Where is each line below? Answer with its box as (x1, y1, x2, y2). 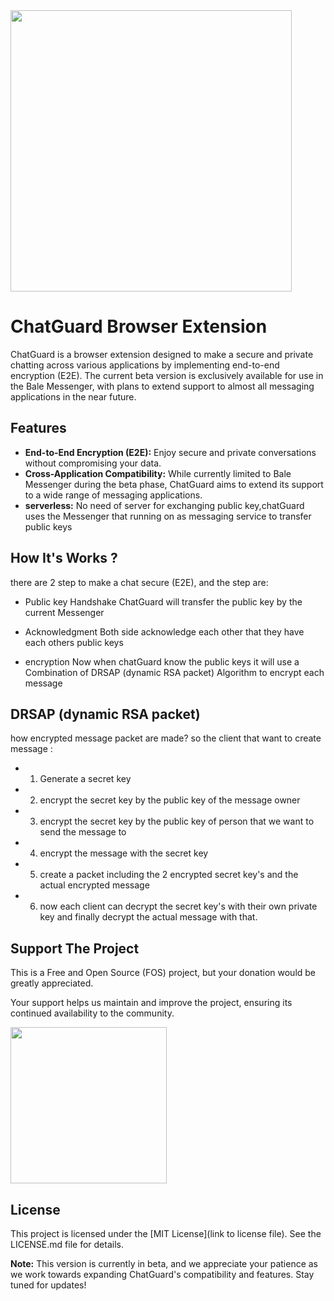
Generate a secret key (39, 773, 132, 785)
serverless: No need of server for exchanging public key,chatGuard (24, 499, 305, 511)
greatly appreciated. (10, 977, 94, 989)
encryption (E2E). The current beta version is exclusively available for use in (10, 369, 324, 381)
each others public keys (24, 636, 124, 648)
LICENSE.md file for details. (10, 1239, 124, 1250)
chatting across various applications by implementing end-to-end (10, 359, 280, 371)
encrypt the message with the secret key (39, 847, 209, 859)
